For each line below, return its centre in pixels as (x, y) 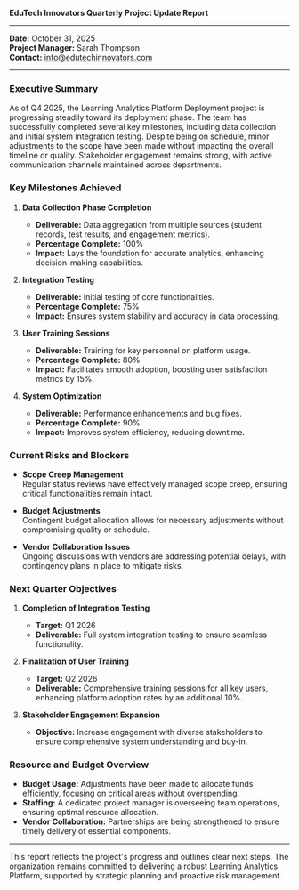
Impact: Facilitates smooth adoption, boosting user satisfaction (151, 369)
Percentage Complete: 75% (87, 306)
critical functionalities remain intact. (88, 493)
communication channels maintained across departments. (116, 165)
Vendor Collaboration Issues (76, 546)
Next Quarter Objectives (63, 588)
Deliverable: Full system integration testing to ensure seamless (151, 635)
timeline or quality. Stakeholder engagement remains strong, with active (141, 156)
